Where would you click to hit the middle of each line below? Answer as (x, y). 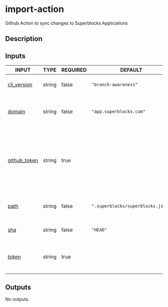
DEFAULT (131, 70)
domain (16, 112)
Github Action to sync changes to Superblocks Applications (66, 23)
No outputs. (17, 299)
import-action (34, 9)
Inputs (15, 56)
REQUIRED (74, 70)
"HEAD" (99, 230)
